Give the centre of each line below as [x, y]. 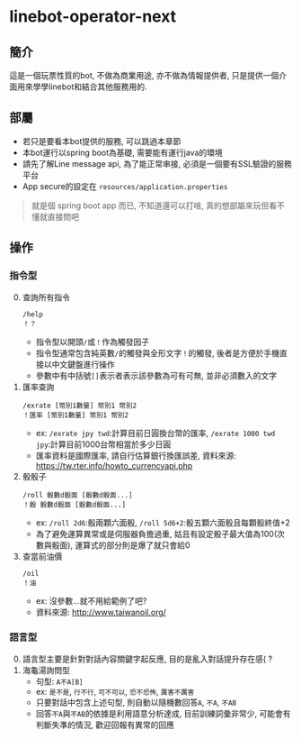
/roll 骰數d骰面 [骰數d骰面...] [77, 495]
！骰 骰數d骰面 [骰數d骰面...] [74, 505]
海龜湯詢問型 [46, 670]
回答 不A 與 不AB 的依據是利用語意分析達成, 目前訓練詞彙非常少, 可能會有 [163, 713]
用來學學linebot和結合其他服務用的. [82, 87]
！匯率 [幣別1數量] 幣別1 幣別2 [75, 415]
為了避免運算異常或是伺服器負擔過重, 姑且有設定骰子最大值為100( [156, 534]
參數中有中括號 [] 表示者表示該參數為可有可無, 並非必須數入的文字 [156, 375]
